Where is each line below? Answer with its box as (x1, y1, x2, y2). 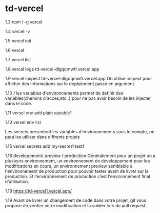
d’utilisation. (5, 178, 29, 184)
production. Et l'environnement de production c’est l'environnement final (5, 173, 150, 179)
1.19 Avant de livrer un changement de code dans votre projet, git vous (5, 197, 146, 203)
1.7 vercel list (5, 56, 31, 62)
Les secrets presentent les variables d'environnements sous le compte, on (5, 128, 155, 134)
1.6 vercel (5, 47, 24, 53)
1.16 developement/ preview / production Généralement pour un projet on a (5, 153, 156, 159)
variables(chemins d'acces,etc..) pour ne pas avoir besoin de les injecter (5, 95, 151, 101)
